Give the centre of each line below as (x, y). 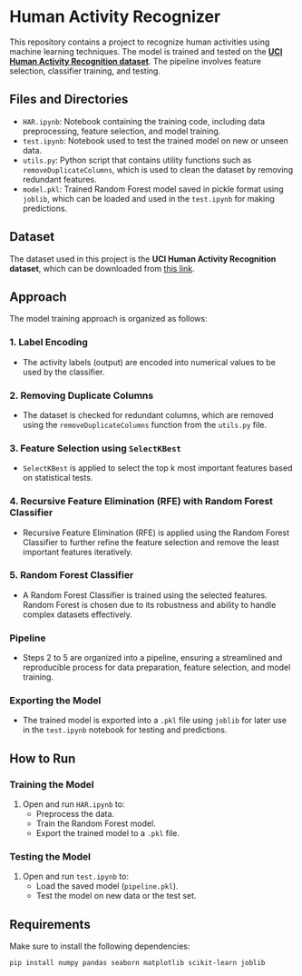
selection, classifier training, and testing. (85, 71)
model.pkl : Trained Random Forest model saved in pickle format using (153, 189)
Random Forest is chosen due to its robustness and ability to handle (149, 604)
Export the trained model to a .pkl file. (107, 833)
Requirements (50, 924)
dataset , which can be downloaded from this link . (102, 268)
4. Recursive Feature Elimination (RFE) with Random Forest (141, 502)
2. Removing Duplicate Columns (82, 395)
